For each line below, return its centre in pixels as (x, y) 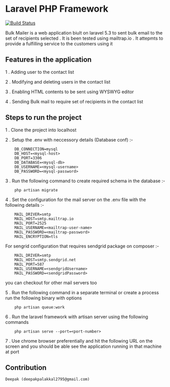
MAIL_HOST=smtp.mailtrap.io (44, 219)
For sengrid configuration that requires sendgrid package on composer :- (82, 246)
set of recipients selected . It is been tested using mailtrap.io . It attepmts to (84, 38)
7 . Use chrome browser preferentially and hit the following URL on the (79, 341)
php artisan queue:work (40, 307)
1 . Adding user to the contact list (40, 72)
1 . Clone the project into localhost (41, 130)
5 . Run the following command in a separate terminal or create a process (82, 292)
